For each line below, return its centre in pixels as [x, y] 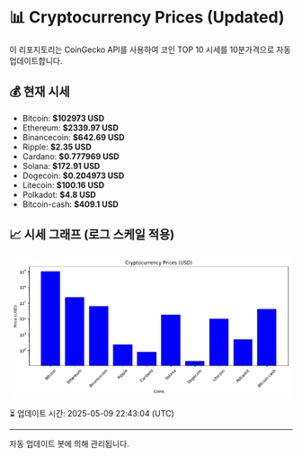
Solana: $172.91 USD [61, 166]
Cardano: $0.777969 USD [71, 156]
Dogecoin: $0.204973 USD [73, 175]
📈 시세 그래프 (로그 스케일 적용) [92, 235]
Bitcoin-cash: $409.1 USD [70, 204]
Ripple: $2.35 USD [57, 147]
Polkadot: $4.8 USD [59, 194]
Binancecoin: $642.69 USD [73, 137]
